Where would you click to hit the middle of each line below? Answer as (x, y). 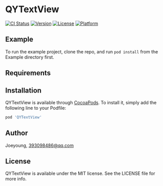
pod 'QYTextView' (24, 117)
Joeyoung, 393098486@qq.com (40, 145)
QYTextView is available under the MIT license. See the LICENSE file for (80, 173)
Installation (23, 90)
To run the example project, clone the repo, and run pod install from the (82, 51)
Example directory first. (30, 57)
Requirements (28, 73)
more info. (16, 179)
